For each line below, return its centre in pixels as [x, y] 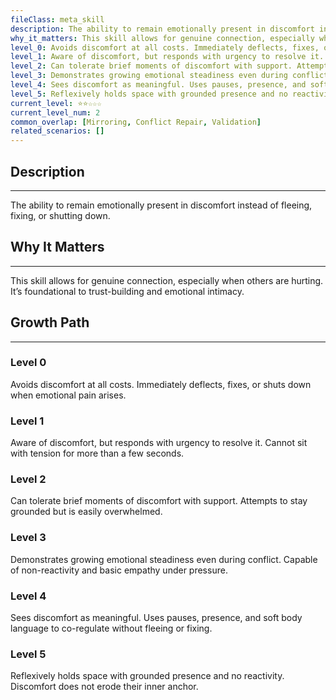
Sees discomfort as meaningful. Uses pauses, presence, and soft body [156, 618]
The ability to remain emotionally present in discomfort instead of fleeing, [161, 205]
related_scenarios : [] [57, 131]
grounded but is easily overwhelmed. [86, 512]
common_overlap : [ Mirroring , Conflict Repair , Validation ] [136, 122]
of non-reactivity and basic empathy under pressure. [119, 570]
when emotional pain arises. [68, 395]
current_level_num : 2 [55, 112]
